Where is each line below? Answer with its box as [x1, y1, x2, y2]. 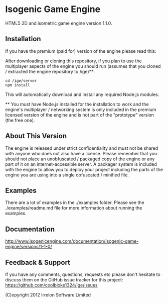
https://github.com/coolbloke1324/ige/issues [5, 282, 98, 288]
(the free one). [5, 117, 35, 123]
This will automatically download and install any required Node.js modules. [5, 91, 159, 97]
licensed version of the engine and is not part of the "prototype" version [5, 112, 154, 118]
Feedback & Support [5, 258, 71, 267]
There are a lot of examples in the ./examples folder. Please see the [5, 199, 144, 206]
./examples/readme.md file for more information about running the [5, 205, 142, 211]
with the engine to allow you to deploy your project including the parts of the [5, 166, 163, 172]
